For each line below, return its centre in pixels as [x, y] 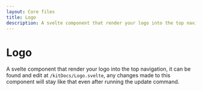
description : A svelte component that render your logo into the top [95, 23]
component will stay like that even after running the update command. [93, 82]
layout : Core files [31, 12]
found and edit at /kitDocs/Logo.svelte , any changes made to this [88, 75]
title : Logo [21, 17]
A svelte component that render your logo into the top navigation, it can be [99, 69]
